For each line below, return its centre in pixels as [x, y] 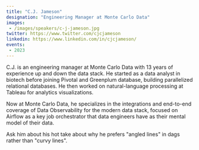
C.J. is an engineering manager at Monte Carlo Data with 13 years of [90, 67]
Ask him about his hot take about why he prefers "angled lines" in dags [93, 134]
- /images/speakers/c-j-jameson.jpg [54, 28]
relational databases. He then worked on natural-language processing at [95, 86]
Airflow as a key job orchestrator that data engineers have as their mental [96, 116]
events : [16, 45]
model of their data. [30, 123]
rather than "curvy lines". [37, 141]
